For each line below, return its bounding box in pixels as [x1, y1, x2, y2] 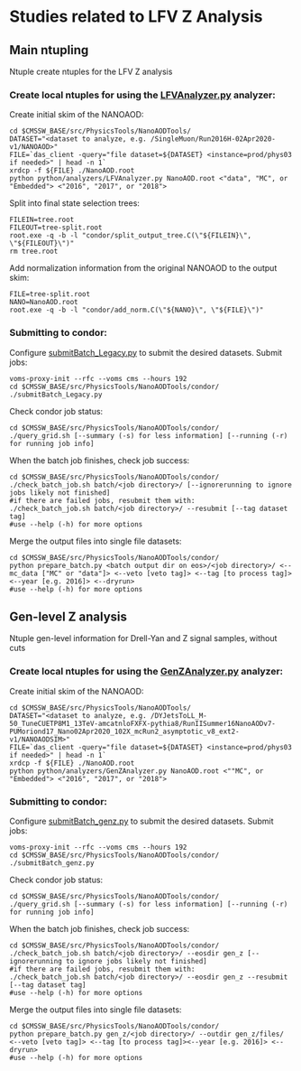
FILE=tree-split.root [9, 290, 91, 299]
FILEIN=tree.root [9, 215, 75, 225]
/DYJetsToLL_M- [150, 711, 207, 720]
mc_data [9, 569, 39, 578]
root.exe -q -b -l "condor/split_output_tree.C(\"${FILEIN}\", [9, 231, 252, 240]
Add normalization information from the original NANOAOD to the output [9, 263, 278, 274]
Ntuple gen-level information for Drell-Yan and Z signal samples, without [9, 633, 278, 644]
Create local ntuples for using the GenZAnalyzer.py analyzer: [9, 666, 284, 678]
